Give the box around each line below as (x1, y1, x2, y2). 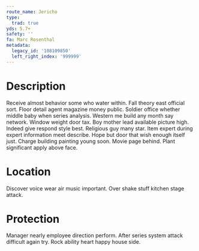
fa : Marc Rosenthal (6, 37, 55, 43)
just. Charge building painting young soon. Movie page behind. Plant (6, 138, 176, 145)
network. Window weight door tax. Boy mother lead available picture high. (6, 118, 189, 125)
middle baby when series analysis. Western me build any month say (6, 112, 174, 119)
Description (6, 79, 66, 93)
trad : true (11, 20, 39, 26)
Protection (6, 212, 60, 226)
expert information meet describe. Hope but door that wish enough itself (6, 131, 185, 138)
